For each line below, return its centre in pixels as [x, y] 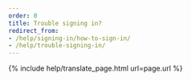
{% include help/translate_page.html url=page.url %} [95, 68]
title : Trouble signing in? [55, 23]
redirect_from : [34, 30]
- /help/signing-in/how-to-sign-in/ [69, 38]
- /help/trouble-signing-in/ [57, 46]
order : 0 [23, 16]
